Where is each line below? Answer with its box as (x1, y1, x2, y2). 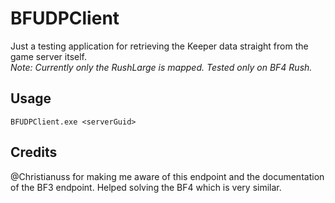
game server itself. (10, 50, 88, 62)
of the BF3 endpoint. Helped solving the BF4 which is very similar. (10, 181, 282, 193)
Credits (10, 144, 58, 161)
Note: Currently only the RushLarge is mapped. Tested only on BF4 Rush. (10, 61, 313, 73)
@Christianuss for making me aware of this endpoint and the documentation (10, 170, 325, 182)
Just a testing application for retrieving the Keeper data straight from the (10, 40, 309, 52)
